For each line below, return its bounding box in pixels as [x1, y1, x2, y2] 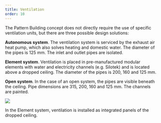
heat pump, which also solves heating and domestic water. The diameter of [5, 44, 155, 50]
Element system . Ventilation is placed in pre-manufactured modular [5, 59, 141, 65]
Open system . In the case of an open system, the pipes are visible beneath [5, 78, 155, 84]
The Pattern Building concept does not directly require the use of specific [5, 25, 151, 30]
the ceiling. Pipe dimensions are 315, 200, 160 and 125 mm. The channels [5, 83, 151, 89]
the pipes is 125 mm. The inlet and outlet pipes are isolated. [5, 49, 123, 55]
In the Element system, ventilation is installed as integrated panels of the [5, 107, 149, 113]
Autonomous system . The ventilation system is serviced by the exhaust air [5, 39, 155, 45]
